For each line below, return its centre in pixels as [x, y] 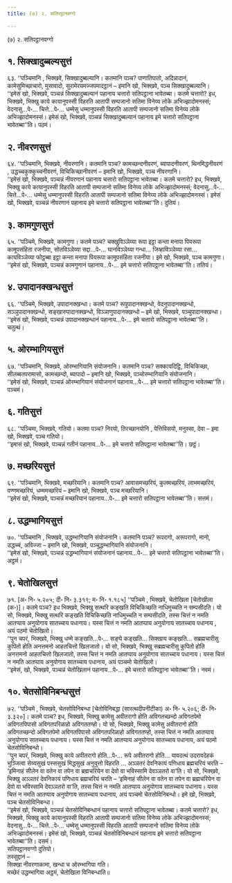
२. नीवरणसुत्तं [29, 147]
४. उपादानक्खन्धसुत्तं [40, 287]
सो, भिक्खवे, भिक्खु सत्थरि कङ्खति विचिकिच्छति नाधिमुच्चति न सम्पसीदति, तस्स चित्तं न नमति [108, 615]
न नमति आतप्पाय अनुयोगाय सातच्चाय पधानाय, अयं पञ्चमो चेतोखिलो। [82, 661]
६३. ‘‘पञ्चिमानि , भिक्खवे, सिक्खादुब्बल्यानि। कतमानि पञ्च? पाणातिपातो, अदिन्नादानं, [98, 78]
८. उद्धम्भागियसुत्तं [35, 520]
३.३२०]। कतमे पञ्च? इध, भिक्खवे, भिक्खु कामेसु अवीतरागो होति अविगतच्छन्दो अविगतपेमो [104, 716]
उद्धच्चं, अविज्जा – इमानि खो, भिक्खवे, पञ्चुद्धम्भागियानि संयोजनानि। [80, 545]
